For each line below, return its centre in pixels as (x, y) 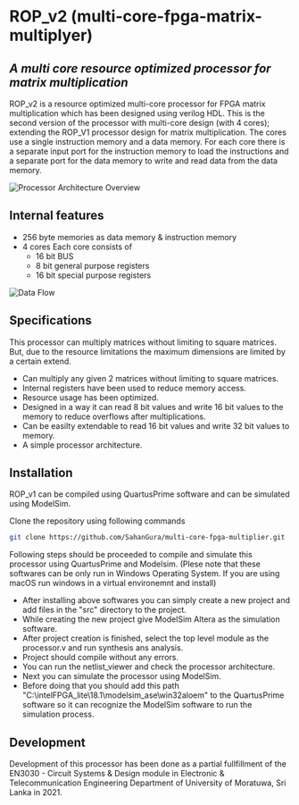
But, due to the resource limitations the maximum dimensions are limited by (147, 351)
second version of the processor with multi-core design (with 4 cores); (140, 123)
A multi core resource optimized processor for (140, 68)
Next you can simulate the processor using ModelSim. (121, 676)
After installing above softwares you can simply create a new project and (156, 600)
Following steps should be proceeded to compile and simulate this (131, 555)
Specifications (50, 320)
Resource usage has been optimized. (90, 397)
